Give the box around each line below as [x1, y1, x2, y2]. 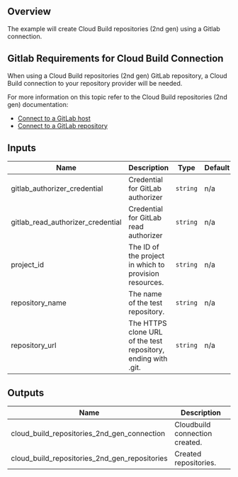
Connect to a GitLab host [17, 113, 91, 123]
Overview [7, 6, 52, 18]
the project [128, 251, 165, 261]
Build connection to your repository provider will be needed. [7, 79, 183, 87]
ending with [128, 354, 168, 364]
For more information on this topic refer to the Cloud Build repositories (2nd [7, 92, 228, 101]
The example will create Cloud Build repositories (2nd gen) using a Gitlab [7, 24, 221, 33]
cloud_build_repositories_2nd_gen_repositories [11, 454, 168, 464]
